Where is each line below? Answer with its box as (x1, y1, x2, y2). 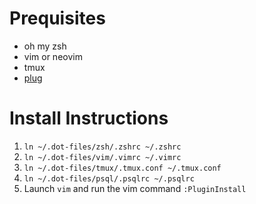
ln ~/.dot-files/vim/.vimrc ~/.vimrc (23, 152, 182, 162)
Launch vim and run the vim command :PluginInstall (23, 182, 247, 194)
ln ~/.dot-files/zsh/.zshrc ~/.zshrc (23, 142, 182, 152)
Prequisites (9, 7, 106, 30)
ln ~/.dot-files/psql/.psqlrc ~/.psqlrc (23, 173, 195, 184)
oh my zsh (23, 40, 67, 52)
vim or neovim (23, 50, 83, 62)
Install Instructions (9, 107, 169, 130)
